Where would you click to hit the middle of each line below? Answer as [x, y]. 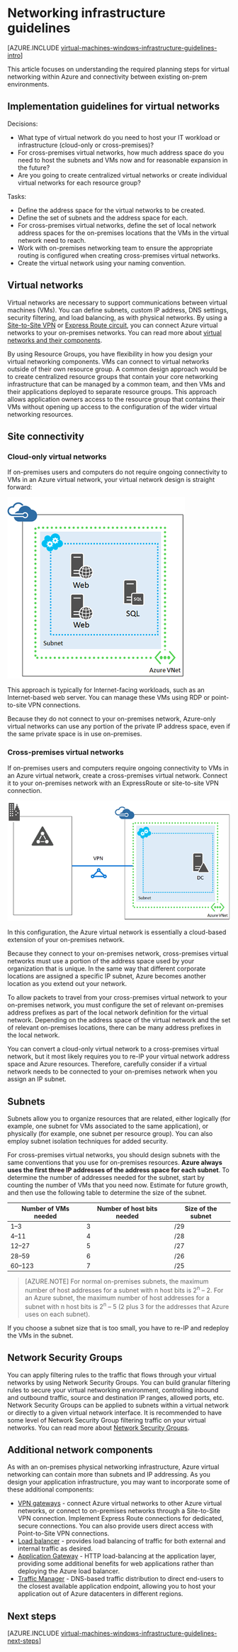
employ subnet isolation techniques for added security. [88, 1142]
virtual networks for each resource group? [79, 182]
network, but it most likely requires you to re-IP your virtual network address [119, 1056]
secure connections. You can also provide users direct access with [115, 1526]
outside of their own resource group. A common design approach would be [117, 369]
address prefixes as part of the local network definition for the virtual [108, 1012]
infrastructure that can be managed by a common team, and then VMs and [116, 384]
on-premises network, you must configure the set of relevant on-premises [116, 1005]
